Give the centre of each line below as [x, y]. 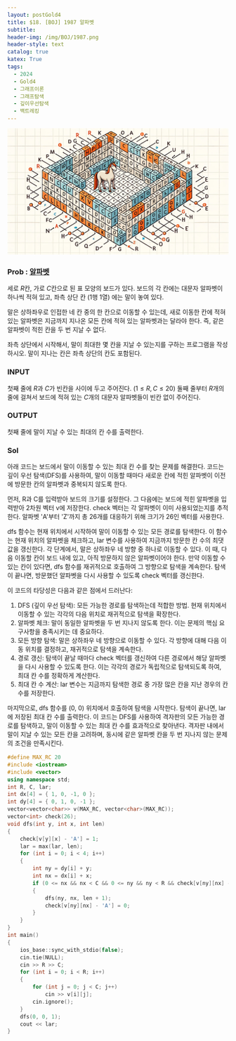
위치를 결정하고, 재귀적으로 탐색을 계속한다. [84, 649]
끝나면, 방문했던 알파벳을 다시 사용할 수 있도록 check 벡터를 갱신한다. [110, 575]
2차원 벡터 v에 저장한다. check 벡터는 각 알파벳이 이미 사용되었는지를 [120, 508]
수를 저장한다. [37, 693]
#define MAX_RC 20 [34, 758]
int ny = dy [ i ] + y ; [63, 869]
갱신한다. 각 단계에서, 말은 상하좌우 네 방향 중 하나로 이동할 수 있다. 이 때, [120, 549]
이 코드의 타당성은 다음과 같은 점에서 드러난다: [70, 591]
